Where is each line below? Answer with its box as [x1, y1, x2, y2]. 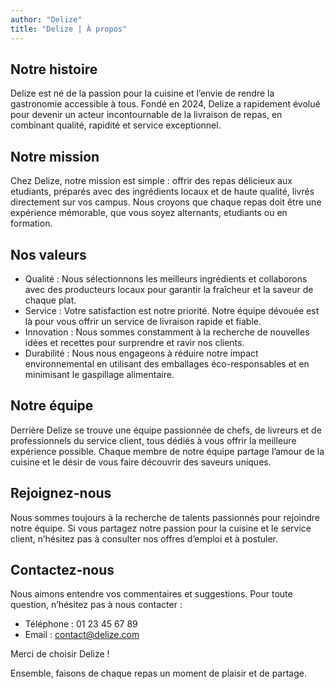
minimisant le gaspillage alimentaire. [24, 368, 175, 380]
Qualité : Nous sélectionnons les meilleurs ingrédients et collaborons [24, 272, 308, 285]
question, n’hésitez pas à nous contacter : [10, 599, 183, 611]
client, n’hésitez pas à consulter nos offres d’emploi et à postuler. [10, 532, 279, 545]
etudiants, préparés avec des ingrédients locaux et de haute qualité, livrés [10, 186, 315, 198]
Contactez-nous [10, 561, 115, 578]
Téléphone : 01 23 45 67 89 [24, 618, 138, 630]
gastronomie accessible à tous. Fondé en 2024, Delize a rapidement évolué [10, 98, 321, 110]
